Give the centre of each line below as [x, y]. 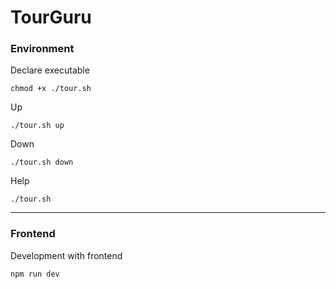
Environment [42, 49]
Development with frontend [66, 255]
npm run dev [35, 274]
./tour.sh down [42, 162]
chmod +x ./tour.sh [51, 89]
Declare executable [50, 70]
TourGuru [51, 17]
